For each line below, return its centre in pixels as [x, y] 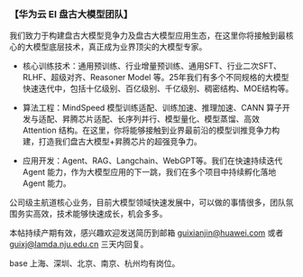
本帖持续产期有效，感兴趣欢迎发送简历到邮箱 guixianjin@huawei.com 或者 [147, 233]
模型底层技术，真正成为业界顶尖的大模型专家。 [120, 47]
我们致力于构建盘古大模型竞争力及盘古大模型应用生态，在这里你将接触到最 [147, 36]
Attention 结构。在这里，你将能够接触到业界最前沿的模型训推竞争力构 [151, 130]
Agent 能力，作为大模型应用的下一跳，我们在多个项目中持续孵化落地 [149, 172]
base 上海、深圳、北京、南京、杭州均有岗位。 [95, 263]
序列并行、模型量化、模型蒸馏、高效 [192, 119]
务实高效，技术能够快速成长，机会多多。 [92, 214]
